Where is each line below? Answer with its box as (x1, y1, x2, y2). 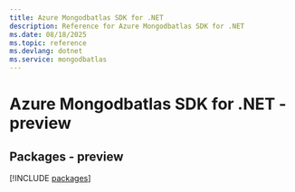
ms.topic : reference (9, 38, 88, 48)
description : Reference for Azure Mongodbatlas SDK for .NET (9, 22, 245, 31)
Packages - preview (9, 149, 124, 164)
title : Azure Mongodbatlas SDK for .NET (9, 13, 165, 23)
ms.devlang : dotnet (9, 47, 83, 56)
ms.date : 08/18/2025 (9, 30, 88, 39)
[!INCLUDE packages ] (9, 173, 91, 183)
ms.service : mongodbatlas (9, 55, 107, 64)
